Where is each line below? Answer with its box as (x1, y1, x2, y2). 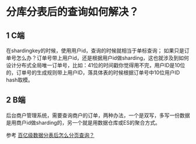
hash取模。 (6, 77, 33, 83)
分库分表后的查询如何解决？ (6, 5, 139, 19)
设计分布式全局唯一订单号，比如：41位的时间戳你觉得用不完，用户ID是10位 (6, 62, 185, 68)
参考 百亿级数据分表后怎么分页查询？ (6, 131, 94, 138)
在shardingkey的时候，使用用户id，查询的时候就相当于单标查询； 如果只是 (6, 47, 185, 54)
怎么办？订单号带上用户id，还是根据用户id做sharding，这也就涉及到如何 (16, 54, 190, 61)
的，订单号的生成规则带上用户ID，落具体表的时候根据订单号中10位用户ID (6, 69, 180, 76)
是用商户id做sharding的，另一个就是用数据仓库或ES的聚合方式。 (6, 119, 160, 126)
